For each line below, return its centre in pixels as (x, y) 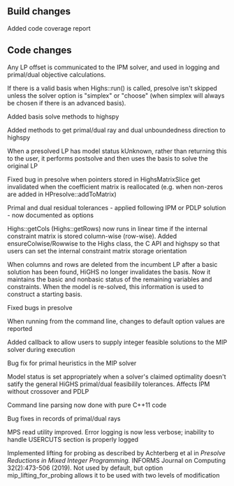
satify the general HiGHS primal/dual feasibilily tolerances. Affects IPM (109, 384)
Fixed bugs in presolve (40, 307)
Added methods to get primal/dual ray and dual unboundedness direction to (116, 130)
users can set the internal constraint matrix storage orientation (97, 251)
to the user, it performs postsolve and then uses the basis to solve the (108, 158)
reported (20, 328)
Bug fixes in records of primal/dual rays (64, 418)
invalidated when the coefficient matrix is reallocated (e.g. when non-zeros (115, 186)
